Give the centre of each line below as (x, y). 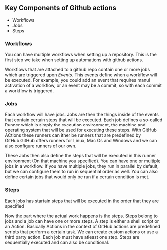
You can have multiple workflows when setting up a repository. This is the (81, 55)
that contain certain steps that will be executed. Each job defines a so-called (84, 120)
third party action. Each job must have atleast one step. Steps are (72, 237)
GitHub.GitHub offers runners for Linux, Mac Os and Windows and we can (81, 141)
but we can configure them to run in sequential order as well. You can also (82, 172)
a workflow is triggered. (29, 91)
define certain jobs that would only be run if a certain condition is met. (77, 177)
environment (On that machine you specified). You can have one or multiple (83, 161)
